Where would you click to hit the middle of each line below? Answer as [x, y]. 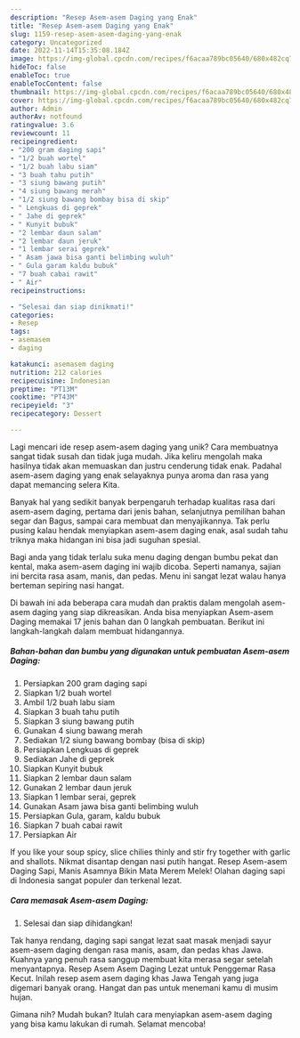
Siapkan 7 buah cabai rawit [73, 825]
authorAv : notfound [46, 117]
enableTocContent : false [56, 84]
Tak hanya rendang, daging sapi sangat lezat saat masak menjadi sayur [141, 940]
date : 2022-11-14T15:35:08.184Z [70, 51]
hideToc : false [38, 68]
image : [22, 59]
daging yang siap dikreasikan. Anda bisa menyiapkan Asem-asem [153, 612]
